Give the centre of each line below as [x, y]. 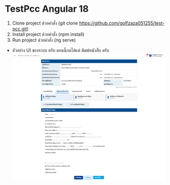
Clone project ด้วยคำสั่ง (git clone [45, 23]
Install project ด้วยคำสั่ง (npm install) [48, 34]
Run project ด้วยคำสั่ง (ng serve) [44, 40]
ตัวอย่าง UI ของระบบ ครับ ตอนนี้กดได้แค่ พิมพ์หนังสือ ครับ [60, 50]
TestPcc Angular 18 [47, 9]
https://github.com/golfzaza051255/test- [122, 23]
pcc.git [19, 29]
